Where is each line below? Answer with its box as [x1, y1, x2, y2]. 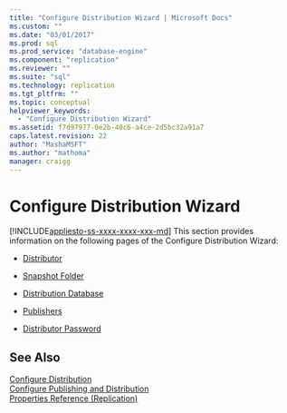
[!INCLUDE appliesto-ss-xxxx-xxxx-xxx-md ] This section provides [9, 226, 254, 237]
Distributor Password [22, 323, 101, 334]
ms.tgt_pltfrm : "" [9, 89, 79, 98]
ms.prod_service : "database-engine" [9, 47, 148, 56]
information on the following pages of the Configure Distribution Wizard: [9, 235, 279, 246]
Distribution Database [22, 288, 104, 300]
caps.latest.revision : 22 [9, 132, 107, 141]
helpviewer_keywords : [9, 106, 91, 115]
